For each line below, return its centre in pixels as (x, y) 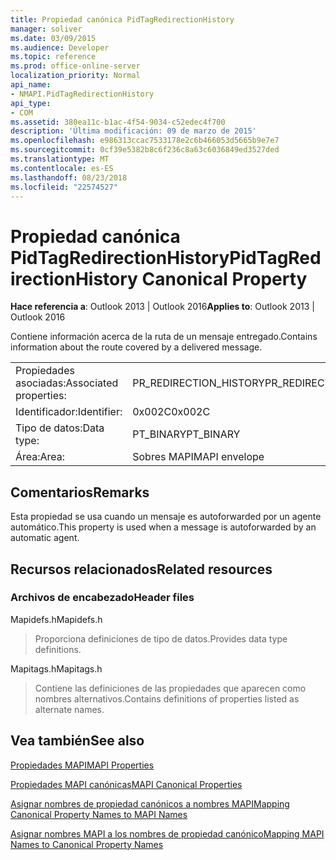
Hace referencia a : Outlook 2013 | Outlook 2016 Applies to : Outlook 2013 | (162, 307)
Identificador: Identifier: (69, 412)
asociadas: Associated (67, 383)
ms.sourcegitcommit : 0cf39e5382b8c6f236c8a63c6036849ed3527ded (145, 150)
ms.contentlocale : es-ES (62, 168)
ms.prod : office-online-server (75, 66)
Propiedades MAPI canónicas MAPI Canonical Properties (126, 784)
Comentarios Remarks (80, 492)
